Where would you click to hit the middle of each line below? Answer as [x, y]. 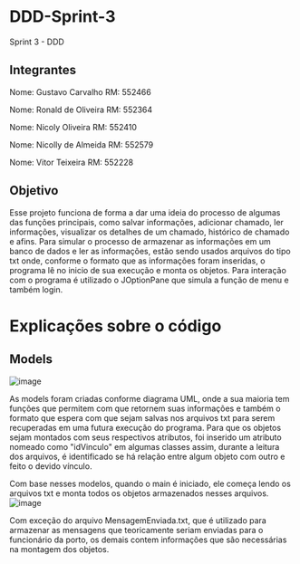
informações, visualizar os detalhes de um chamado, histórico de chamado [150, 232]
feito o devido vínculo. [51, 466]
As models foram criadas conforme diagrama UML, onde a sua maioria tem [150, 398]
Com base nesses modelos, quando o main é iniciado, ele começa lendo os [150, 483]
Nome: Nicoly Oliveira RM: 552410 [73, 127]
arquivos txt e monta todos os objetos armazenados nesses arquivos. [139, 493]
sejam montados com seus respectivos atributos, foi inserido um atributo [146, 437]
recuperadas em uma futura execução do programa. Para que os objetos [145, 427]
